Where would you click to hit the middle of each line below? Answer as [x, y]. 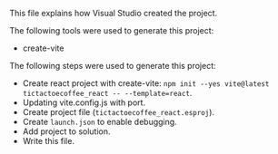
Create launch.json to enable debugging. [99, 122]
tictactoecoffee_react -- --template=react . [107, 93]
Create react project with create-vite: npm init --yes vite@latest [146, 83]
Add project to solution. [66, 131]
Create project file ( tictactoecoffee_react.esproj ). [119, 112]
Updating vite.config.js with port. [84, 102]
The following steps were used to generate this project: [113, 66]
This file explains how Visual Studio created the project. [114, 13]
